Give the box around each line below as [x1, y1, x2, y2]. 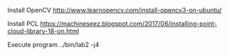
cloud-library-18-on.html [7, 27, 80, 35]
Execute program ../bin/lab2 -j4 [7, 41, 100, 48]
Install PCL [7, 20, 39, 27]
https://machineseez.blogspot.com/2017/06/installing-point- [40, 20, 218, 27]
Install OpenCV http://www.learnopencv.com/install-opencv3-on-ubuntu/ [7, 6, 222, 14]
